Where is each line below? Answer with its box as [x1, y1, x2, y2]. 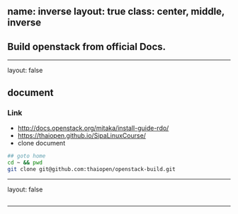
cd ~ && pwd [7, 159, 42, 166]
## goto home [7, 152, 46, 160]
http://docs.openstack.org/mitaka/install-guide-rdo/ [17, 124, 169, 132]
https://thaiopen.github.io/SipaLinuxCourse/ [17, 131, 147, 140]
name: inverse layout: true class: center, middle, [7, 6, 225, 18]
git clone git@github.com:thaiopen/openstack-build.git [7, 165, 176, 172]
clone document [17, 138, 66, 147]
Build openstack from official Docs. [7, 40, 166, 52]
